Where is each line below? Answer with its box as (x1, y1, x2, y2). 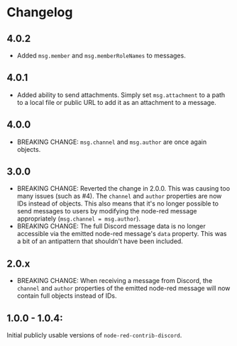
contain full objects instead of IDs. (16, 291, 118, 300)
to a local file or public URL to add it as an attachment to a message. (16, 98, 217, 106)
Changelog (6, 4, 73, 21)
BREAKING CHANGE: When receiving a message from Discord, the (16, 277, 213, 285)
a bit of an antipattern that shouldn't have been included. (16, 237, 184, 245)
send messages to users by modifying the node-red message (16, 207, 197, 216)
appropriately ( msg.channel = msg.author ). (16, 214, 141, 223)
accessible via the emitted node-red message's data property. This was (16, 230, 227, 238)
